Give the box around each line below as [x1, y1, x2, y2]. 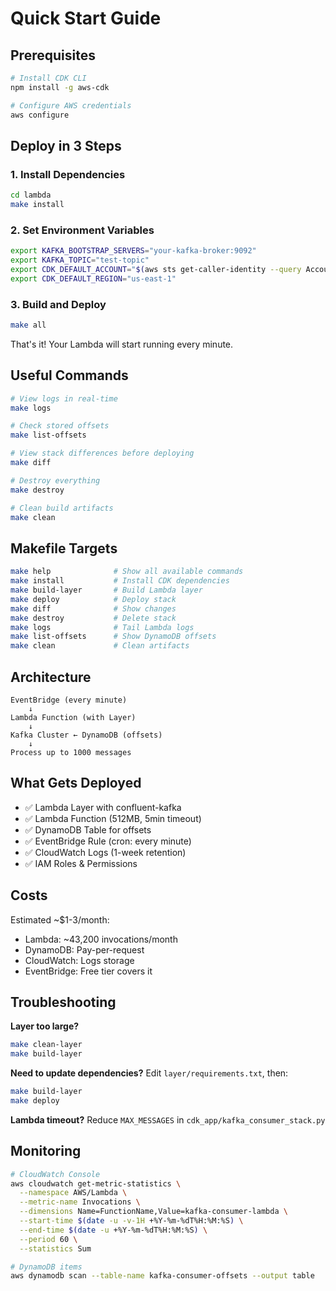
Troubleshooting [10, 993, 117, 1011]
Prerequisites [10, 47, 96, 64]
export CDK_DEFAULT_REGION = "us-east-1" [10, 273, 177, 284]
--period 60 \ [19, 1234, 78, 1244]
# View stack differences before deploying [10, 448, 195, 459]
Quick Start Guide [10, 7, 162, 30]
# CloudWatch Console [10, 1169, 101, 1179]
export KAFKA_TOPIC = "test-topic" [10, 255, 150, 266]
